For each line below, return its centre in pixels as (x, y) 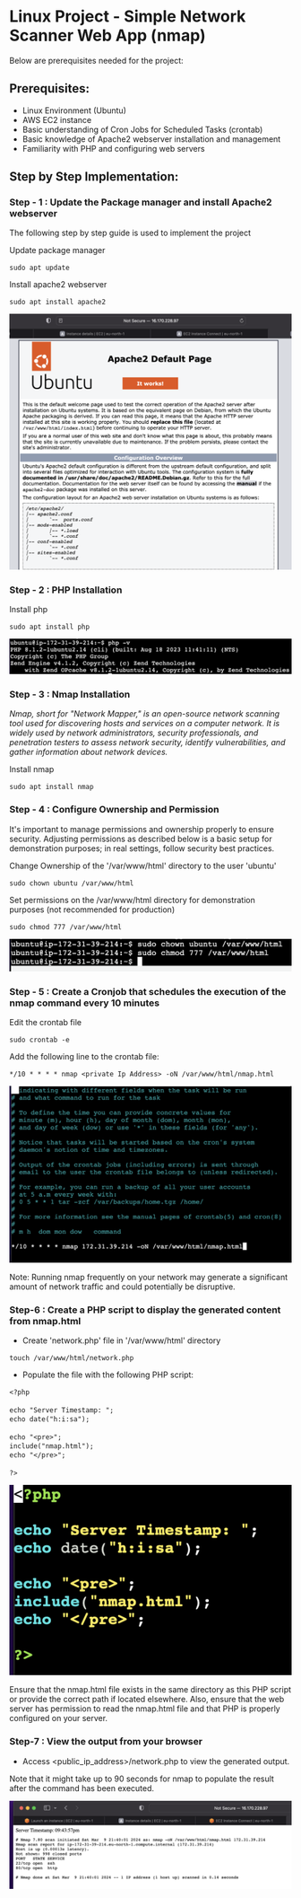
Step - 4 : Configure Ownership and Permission (114, 810)
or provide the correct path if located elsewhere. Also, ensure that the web (147, 1700)
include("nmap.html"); (52, 1446)
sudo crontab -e (39, 1040)
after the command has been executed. (82, 1788)
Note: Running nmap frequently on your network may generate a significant (149, 1277)
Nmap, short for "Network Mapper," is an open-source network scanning (145, 714)
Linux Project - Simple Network (128, 17)
